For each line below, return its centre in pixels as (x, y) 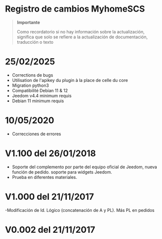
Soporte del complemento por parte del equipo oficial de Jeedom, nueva (84, 167)
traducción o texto (35, 42)
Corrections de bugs (32, 75)
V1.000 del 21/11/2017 (50, 197)
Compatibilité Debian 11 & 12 (40, 90)
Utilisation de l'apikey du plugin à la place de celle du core (70, 80)
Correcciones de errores (37, 134)
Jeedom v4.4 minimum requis (42, 96)
